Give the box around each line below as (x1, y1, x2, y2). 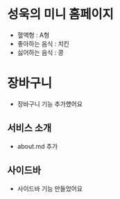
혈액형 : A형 (17, 31, 50, 39)
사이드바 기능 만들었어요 (17, 184, 83, 193)
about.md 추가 (17, 142, 58, 150)
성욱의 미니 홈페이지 (7, 6, 114, 22)
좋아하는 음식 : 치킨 (17, 39, 69, 47)
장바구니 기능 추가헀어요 (17, 99, 83, 108)
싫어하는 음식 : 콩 (17, 48, 64, 57)
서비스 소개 (7, 122, 52, 134)
